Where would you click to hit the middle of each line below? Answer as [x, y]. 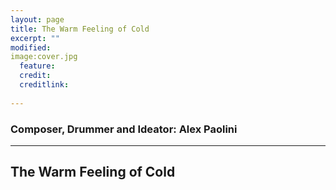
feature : [37, 66]
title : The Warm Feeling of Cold [80, 29]
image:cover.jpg [44, 57]
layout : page [37, 19]
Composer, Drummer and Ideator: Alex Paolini [124, 129]
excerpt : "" [35, 38]
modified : [31, 47]
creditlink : [44, 85]
